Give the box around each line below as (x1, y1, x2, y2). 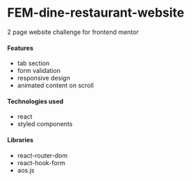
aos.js (17, 166, 35, 174)
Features (7, 44, 33, 52)
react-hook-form (17, 158, 66, 167)
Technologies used (7, 97, 64, 105)
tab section (17, 59, 50, 67)
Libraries (7, 135, 33, 144)
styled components (17, 120, 73, 128)
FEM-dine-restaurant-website (7, 5, 185, 21)
